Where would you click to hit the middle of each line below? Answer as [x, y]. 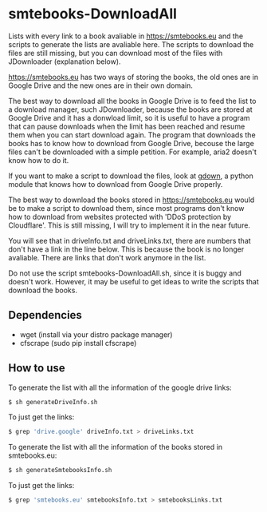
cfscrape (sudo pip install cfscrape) [78, 343]
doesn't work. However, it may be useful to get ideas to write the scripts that [133, 281]
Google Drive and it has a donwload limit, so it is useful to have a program [129, 117]
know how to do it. [39, 160]
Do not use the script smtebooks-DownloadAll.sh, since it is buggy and [125, 273]
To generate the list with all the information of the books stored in [116, 447]
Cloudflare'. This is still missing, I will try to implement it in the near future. [130, 225]
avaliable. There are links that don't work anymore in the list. [107, 257]
